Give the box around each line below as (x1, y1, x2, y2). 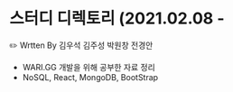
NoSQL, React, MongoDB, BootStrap (22, 71, 159, 82)
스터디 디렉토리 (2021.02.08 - (9, 8, 225, 29)
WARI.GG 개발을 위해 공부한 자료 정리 (22, 61, 155, 72)
